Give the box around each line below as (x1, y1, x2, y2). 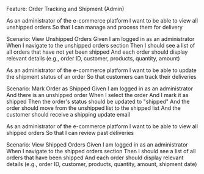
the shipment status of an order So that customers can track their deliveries (6, 73, 197, 80)
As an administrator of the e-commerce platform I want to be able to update (6, 67, 197, 74)
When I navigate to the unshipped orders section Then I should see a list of (6, 42, 195, 49)
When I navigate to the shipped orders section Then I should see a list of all (6, 148, 196, 154)
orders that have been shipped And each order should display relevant (6, 154, 184, 161)
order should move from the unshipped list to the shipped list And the (6, 104, 181, 112)
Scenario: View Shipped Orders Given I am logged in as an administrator (6, 141, 188, 148)
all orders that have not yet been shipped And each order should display (6, 48, 188, 56)
